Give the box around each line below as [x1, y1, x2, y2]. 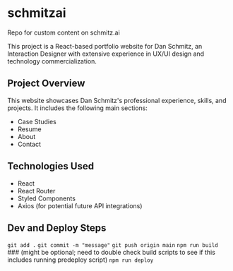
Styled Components [17, 194, 76, 203]
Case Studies [17, 117, 56, 126]
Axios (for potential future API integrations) [17, 201, 143, 210]
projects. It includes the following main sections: [7, 104, 148, 112]
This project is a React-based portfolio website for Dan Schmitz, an [7, 42, 203, 50]
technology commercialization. [7, 56, 97, 65]
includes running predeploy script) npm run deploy [7, 255, 154, 264]
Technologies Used [7, 160, 94, 172]
